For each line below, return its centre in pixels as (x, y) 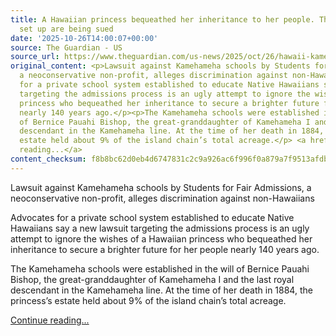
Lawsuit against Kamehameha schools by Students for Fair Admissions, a (161, 187)
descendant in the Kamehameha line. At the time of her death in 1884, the (161, 290)
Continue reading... (50, 320)
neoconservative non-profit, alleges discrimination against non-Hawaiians (162, 198)
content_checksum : (48, 159)
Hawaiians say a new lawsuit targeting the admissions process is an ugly (160, 228)
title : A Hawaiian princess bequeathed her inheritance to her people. (162, 19)
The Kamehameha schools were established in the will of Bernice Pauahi (160, 268)
